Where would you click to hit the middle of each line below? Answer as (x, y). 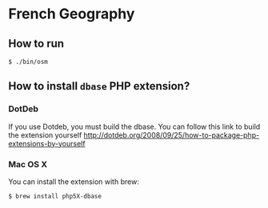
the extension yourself (45, 135)
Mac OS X (28, 164)
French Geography (72, 14)
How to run (36, 44)
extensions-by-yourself (47, 143)
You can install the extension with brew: (74, 182)
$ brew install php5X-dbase (55, 196)
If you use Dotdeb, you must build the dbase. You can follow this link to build (134, 126)
